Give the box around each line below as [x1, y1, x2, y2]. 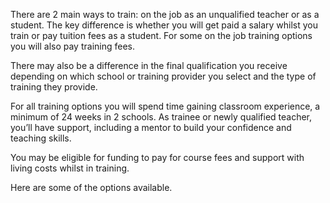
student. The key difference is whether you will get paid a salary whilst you [10, 19, 319, 31]
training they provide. [10, 81, 98, 93]
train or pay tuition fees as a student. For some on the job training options [10, 30, 313, 41]
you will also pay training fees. [10, 40, 135, 52]
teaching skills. [10, 132, 72, 144]
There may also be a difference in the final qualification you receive [10, 60, 288, 71]
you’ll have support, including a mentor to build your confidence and [10, 122, 292, 133]
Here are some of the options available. [10, 182, 173, 193]
